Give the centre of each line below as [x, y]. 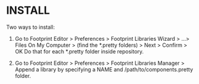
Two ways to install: [31, 27]
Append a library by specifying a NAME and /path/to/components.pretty [104, 69]
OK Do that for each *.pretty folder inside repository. [79, 51]
